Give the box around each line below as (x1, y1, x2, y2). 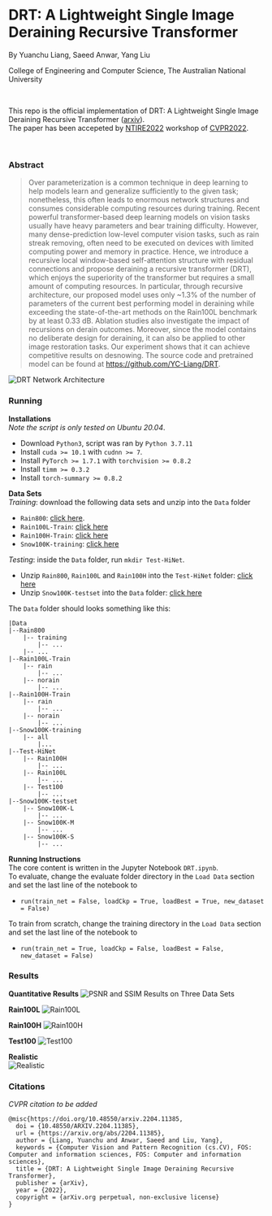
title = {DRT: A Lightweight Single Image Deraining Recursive (15, 1165, 234, 1173)
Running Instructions (8, 854, 81, 864)
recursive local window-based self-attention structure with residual (28, 255, 253, 265)
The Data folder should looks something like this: (8, 604, 171, 613)
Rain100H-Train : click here (19, 530, 109, 540)
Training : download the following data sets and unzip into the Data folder (8, 497, 251, 507)
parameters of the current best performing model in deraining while (28, 299, 255, 308)
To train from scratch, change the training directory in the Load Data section (8, 918, 261, 928)
